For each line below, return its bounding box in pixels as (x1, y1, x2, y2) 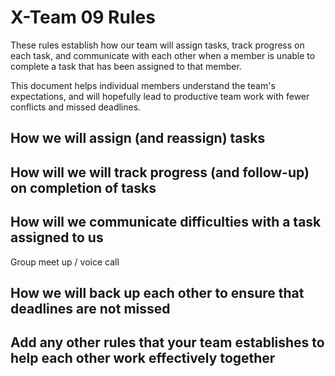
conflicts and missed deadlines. (10, 101, 142, 113)
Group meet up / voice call (10, 256, 120, 268)
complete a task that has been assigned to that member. (10, 60, 242, 72)
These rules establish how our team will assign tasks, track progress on (10, 39, 305, 51)
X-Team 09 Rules (10, 6, 156, 29)
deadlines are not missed (10, 300, 171, 317)
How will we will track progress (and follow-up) (10, 164, 310, 181)
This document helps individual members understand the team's (10, 79, 276, 91)
